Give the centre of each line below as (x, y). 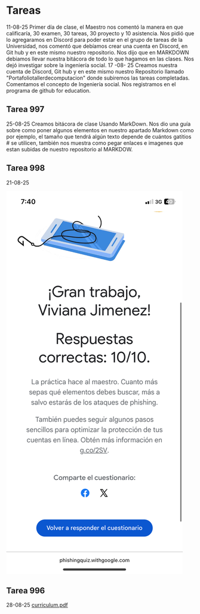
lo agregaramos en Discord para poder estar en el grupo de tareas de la (95, 39)
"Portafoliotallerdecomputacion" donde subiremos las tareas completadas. (98, 78)
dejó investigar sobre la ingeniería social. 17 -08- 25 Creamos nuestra (92, 65)
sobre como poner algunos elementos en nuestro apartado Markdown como (100, 130)
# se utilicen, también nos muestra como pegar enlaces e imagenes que (95, 143)
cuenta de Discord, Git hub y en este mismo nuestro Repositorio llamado (95, 71)
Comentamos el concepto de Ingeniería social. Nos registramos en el (91, 84)
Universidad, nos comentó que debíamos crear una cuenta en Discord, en (97, 46)
